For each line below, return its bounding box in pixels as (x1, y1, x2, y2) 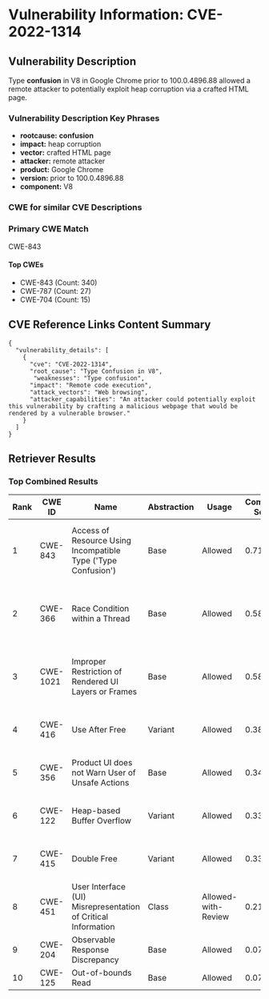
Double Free (71, 853, 118, 865)
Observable (71, 934, 116, 945)
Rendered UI (71, 676, 118, 688)
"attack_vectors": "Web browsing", (29, 388, 149, 396)
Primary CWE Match (8, 223, 90, 235)
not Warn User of (71, 767, 136, 778)
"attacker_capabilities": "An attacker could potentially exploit (29, 395, 256, 403)
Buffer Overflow (71, 815, 132, 826)
